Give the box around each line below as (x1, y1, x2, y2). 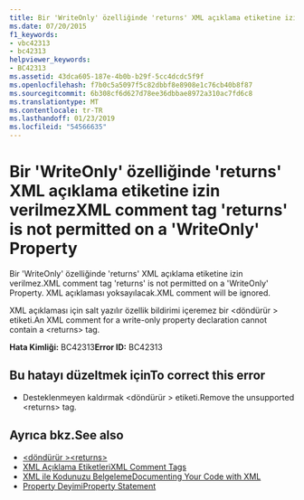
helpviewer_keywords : (9, 55, 91, 64)
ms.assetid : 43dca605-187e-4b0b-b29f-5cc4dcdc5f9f (9, 72, 204, 81)
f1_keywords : (9, 30, 59, 39)
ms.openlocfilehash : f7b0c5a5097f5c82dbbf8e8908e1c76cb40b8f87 (9, 80, 253, 90)
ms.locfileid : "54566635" (9, 123, 107, 132)
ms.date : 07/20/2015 (9, 22, 88, 31)
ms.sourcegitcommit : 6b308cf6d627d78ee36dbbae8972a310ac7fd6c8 (9, 89, 253, 98)
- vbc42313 (9, 38, 51, 48)
